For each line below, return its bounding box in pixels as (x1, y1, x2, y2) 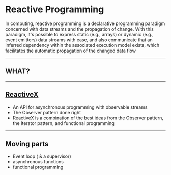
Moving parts (5, 139, 49, 148)
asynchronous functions (12, 159, 64, 165)
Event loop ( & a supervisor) (12, 153, 71, 159)
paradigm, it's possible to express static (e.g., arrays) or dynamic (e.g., (5, 31, 154, 37)
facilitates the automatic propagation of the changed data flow (5, 47, 136, 54)
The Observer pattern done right (12, 109, 81, 115)
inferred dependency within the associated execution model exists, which (5, 42, 160, 48)
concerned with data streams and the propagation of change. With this (5, 26, 154, 32)
